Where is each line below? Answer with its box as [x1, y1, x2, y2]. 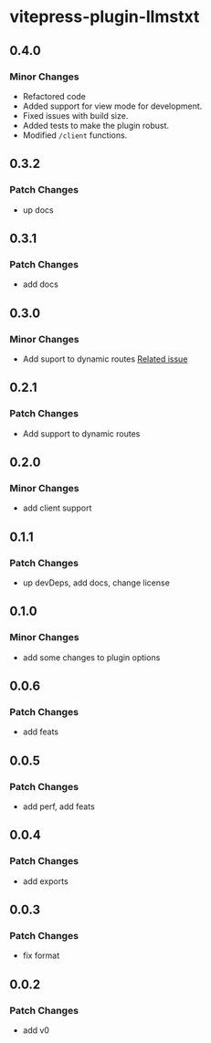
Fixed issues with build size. [22, 110, 129, 121]
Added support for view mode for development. [22, 100, 203, 111]
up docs [22, 204, 54, 216]
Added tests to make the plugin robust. [22, 120, 170, 131]
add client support [22, 502, 92, 513]
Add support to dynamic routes [22, 427, 141, 439]
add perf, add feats [22, 801, 96, 812]
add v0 [22, 1025, 50, 1036]
